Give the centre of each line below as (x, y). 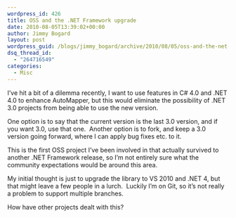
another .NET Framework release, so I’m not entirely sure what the (103, 157)
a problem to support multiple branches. (66, 193)
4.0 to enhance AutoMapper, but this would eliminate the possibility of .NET (117, 100)
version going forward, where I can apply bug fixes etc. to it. (94, 136)
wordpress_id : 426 (34, 14)
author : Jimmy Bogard (39, 33)
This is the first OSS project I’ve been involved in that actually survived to (113, 150)
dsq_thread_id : (29, 53)
